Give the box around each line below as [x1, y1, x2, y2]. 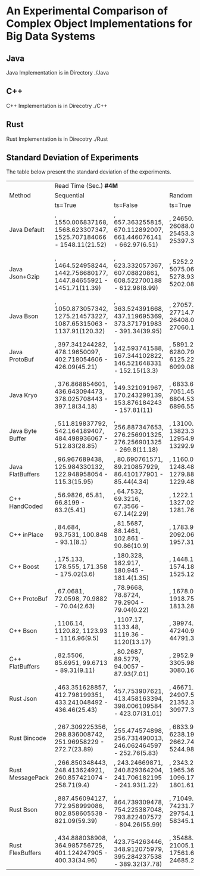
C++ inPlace [9, 531, 43, 539]
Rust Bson [9, 806, 37, 814]
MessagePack [9, 773, 49, 782]
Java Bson [9, 312, 39, 320]
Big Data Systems [6, 30, 95, 43]
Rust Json [9, 695, 37, 703]
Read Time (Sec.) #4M [54, 182, 118, 190]
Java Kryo [9, 391, 37, 400]
